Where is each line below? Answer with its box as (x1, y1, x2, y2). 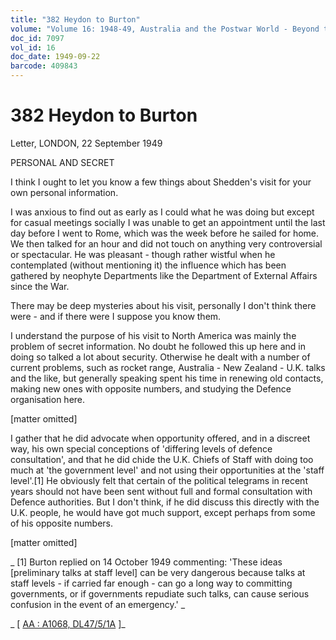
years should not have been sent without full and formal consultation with (10, 485, 313, 497)
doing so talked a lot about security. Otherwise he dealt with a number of (10, 351, 311, 363)
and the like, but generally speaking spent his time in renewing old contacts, (10, 372, 324, 384)
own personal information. (10, 186, 119, 198)
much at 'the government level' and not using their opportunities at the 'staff (10, 464, 325, 476)
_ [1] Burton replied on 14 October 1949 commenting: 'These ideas (10, 556, 283, 568)
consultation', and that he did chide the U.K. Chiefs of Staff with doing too (10, 453, 314, 465)
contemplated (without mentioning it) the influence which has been (10, 259, 287, 271)
